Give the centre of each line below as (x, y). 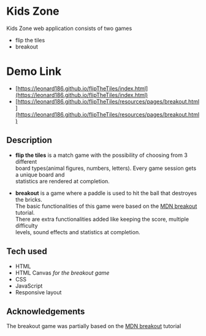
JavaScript (29, 286)
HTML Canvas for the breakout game (62, 273)
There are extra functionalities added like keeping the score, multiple (102, 219)
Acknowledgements (46, 311)
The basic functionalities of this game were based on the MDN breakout (106, 206)
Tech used (27, 252)
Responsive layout (38, 292)
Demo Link (34, 71)
